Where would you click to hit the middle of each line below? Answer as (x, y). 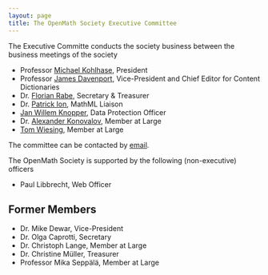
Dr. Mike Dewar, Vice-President (72, 229)
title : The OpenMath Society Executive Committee (93, 23)
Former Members (52, 209)
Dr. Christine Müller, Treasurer (70, 254)
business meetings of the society (63, 54)
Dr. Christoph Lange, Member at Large (83, 245)
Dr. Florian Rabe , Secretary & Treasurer (84, 95)
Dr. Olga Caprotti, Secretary (66, 237)
